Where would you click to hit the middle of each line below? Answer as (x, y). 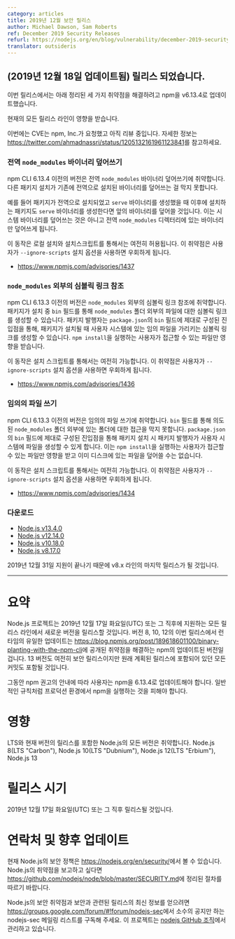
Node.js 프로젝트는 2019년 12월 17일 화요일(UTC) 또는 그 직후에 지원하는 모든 (114, 623)
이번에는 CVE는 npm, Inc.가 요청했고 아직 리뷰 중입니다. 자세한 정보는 (102, 133)
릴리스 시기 (37, 788)
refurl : (19, 40)
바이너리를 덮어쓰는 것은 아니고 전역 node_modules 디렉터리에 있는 (110, 220)
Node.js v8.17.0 (39, 551)
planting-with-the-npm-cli (45, 649)
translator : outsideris (42, 46)
